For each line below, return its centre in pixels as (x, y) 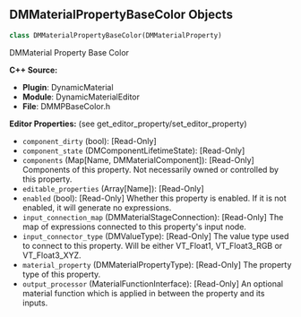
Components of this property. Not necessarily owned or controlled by (150, 169)
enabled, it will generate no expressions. (97, 207)
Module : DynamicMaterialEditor (81, 97)
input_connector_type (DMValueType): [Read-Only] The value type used (155, 236)
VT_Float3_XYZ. (52, 255)
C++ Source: (34, 70)
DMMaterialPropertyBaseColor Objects (121, 15)
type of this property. (61, 274)
